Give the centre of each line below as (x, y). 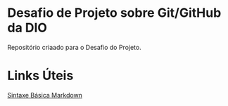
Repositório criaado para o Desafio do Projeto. (75, 47)
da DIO (27, 28)
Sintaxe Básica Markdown (45, 95)
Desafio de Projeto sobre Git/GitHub (114, 13)
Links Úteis (40, 76)
